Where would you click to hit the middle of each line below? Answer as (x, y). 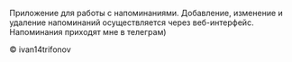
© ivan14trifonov (41, 49)
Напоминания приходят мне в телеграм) (88, 32)
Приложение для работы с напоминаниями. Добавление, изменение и (146, 13)
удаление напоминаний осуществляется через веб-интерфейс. (132, 22)
